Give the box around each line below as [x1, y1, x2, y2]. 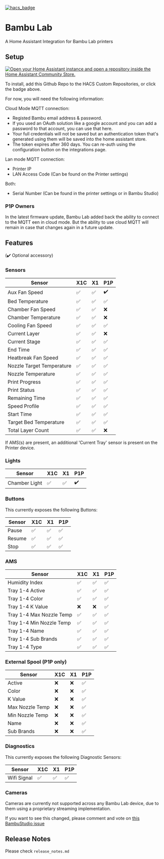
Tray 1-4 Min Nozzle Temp [7, 619, 71, 626]
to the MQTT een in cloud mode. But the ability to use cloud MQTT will [5, 219, 149, 225]
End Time [7, 346, 30, 353]
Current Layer [7, 330, 40, 337]
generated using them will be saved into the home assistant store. [12, 136, 147, 142]
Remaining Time [7, 395, 46, 402]
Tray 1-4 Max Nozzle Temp [7, 612, 73, 618]
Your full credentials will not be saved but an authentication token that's [12, 130, 159, 136]
